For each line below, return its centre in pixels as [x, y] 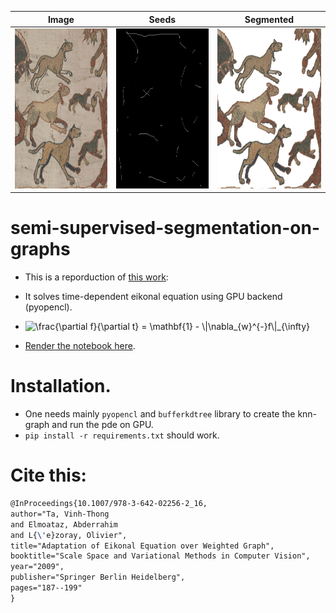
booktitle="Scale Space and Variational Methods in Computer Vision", [160, 556]
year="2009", [37, 567]
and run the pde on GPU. [102, 425]
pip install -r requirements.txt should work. [122, 435]
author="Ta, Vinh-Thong [60, 514]
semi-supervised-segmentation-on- [165, 228]
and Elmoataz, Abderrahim [64, 524]
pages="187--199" [46, 588]
